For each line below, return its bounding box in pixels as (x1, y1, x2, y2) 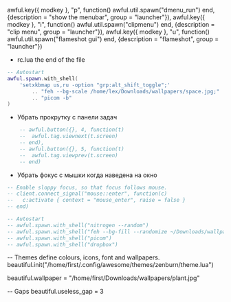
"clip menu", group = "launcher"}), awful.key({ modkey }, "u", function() (7, 27, 210, 36)
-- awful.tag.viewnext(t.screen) (19, 133, 118, 140)
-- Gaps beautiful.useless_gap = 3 (7, 288, 104, 296)
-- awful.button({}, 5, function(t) (19, 146, 125, 152)
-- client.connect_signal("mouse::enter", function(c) (7, 190, 168, 198)
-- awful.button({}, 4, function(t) (19, 126, 125, 133)
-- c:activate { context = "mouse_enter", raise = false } (7, 197, 186, 204)
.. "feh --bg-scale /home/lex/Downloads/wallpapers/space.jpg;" (32, 88, 220, 95)
